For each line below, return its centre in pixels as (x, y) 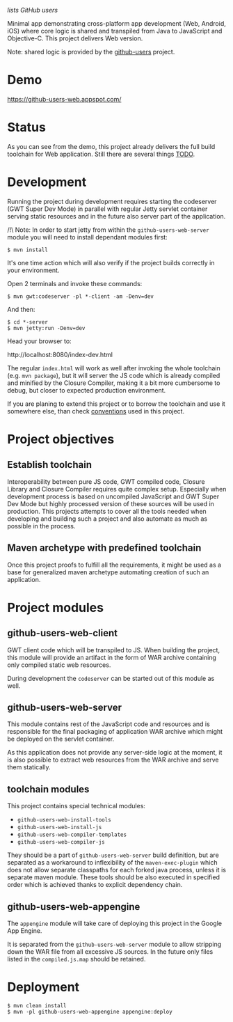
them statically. (29, 767)
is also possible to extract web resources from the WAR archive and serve (113, 760)
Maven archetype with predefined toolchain (104, 548)
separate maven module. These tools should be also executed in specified (114, 877)
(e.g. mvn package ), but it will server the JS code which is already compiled (114, 375)
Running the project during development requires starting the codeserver (112, 201)
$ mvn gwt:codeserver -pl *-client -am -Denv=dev (81, 296)
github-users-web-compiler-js (61, 842)
